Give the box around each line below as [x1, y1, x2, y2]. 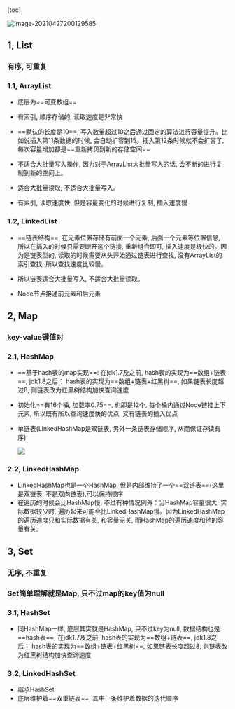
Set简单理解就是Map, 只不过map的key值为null [7, 588, 165, 598]
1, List [7, 39, 33, 51]
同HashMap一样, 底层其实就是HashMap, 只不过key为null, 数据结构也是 [17, 624, 220, 633]
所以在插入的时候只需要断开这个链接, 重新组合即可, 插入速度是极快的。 [17, 242, 221, 250]
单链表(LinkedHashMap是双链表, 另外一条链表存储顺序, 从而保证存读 [17, 425, 215, 433]
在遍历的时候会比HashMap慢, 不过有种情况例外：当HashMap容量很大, [17, 498, 219, 507]
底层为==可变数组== [17, 98, 77, 106]
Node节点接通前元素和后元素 [17, 289, 101, 298]
